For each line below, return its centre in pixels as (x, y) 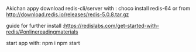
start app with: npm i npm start (43, 43)
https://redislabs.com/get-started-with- (112, 26)
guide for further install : (35, 26)
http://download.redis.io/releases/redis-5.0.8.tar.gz (68, 14)
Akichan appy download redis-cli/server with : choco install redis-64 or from (98, 8)
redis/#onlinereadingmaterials (42, 32)
